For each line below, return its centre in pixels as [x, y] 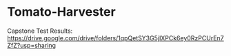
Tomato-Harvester [61, 12]
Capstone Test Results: [40, 31]
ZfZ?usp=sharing [32, 45]
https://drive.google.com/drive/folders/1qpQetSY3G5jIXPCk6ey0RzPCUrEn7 [115, 38]
